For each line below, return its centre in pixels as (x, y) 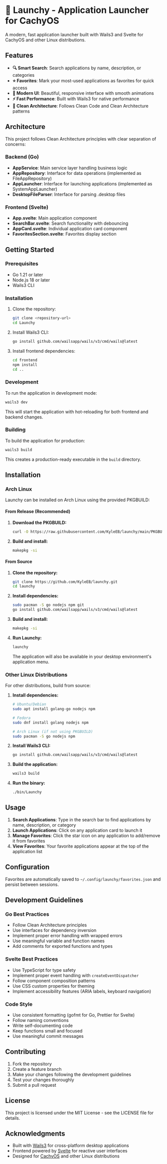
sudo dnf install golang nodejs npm (50, 723)
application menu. (31, 662)
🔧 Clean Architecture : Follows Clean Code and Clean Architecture (80, 106)
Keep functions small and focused (47, 1030)
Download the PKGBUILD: (39, 522)
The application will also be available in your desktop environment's (82, 656)
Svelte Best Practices (32, 959)
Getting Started (30, 249)
